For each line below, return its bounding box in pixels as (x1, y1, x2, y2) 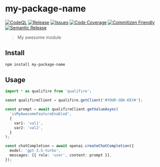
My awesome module (17, 34, 61, 40)
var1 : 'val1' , (14, 120, 43, 126)
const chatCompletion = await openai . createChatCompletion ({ (5, 144, 134, 149)
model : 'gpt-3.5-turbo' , (9, 148, 61, 153)
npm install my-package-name (5, 62, 65, 67)
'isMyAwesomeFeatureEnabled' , (9, 111, 72, 117)
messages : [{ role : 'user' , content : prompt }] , (9, 153, 112, 158)
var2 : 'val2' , (14, 125, 43, 130)
